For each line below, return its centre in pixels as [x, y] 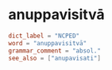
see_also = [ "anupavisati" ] [55, 58]
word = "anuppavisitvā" [48, 43]
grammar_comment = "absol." [55, 51]
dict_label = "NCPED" [44, 36]
